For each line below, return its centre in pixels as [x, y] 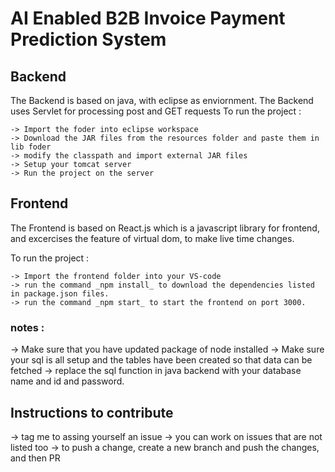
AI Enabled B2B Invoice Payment [148, 18]
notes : [27, 327]
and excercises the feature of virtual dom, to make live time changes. [152, 238]
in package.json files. [60, 293]
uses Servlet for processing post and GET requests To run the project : [156, 111]
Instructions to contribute [92, 412]
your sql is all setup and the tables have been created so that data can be [161, 360]
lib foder [31, 147]
